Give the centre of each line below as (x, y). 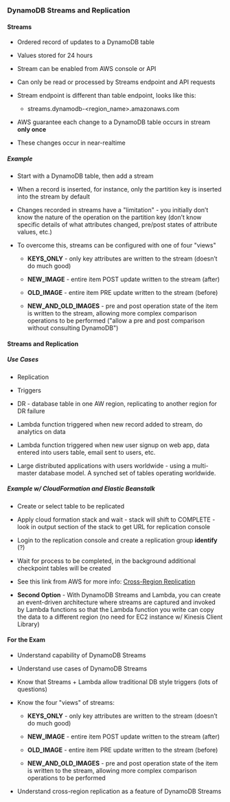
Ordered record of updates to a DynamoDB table (86, 42)
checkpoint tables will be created (64, 568)
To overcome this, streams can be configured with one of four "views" (116, 245)
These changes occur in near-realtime (71, 143)
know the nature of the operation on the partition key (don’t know (109, 217)
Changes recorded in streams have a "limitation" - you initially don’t (113, 210)
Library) (28, 624)
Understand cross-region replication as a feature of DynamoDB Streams (119, 791)
